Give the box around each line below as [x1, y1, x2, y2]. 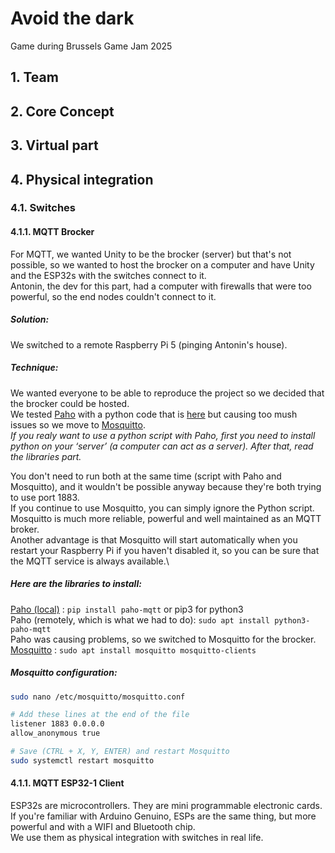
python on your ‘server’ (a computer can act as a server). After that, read [10, 440, 314, 452]
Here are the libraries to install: [10, 578, 142, 590]
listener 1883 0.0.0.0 [10, 719, 105, 729]
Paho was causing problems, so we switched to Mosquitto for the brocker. [10, 633, 317, 645]
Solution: [10, 313, 50, 326]
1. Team [10, 69, 59, 86]
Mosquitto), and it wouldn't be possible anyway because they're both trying [10, 480, 322, 492]
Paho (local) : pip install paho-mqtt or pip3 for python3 [10, 603, 244, 615]
